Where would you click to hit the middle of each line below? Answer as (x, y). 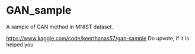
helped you (20, 45)
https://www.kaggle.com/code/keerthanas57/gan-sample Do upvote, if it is (98, 38)
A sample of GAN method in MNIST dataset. (60, 27)
